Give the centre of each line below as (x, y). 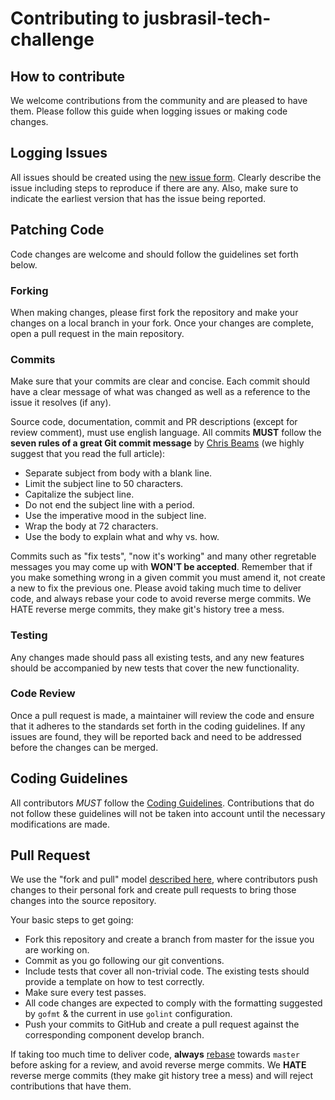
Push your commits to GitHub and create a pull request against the (162, 1024)
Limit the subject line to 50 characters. (104, 484)
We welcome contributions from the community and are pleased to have (159, 100)
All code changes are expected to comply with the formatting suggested (173, 1003)
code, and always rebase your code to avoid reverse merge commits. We (161, 599)
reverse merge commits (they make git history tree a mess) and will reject (162, 1076)
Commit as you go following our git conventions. (124, 961)
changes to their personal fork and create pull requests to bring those (153, 890)
